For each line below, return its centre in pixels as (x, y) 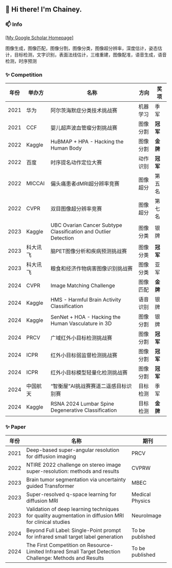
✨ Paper (16, 427)
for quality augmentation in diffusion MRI (75, 516)
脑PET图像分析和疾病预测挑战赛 (89, 251)
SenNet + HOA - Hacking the (85, 317)
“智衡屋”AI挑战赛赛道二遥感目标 (89, 386)
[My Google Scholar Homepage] (39, 38)
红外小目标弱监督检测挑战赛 (84, 355)
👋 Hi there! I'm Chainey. (44, 10)
